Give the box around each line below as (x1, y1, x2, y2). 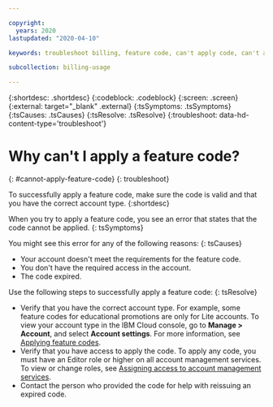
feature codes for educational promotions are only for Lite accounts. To (19, 312, 260, 322)
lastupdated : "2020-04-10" (8, 34, 100, 42)
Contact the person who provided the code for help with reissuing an (19, 381, 252, 391)
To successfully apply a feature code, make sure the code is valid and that (8, 190, 258, 200)
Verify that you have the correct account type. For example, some (19, 303, 241, 313)
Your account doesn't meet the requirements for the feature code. (19, 254, 241, 264)
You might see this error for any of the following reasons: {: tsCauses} (8, 239, 242, 249)
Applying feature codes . (19, 338, 102, 348)
